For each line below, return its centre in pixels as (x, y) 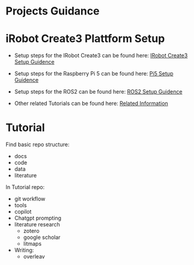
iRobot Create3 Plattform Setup (85, 39)
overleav (34, 257)
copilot (23, 212)
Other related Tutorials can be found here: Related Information (91, 103)
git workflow (30, 199)
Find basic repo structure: (38, 145)
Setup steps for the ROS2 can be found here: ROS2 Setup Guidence (98, 92)
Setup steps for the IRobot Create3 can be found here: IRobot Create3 (101, 56)
